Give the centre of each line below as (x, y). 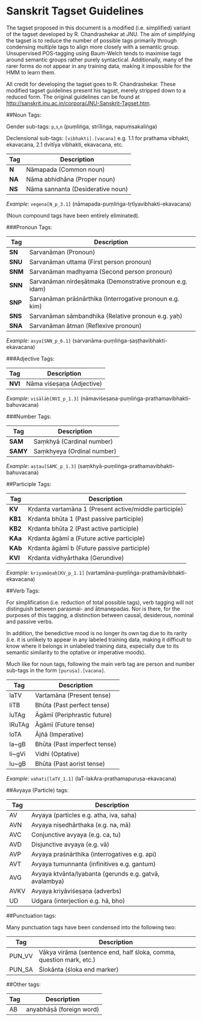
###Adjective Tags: (30, 358)
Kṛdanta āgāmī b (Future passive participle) (89, 548)
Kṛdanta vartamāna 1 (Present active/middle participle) (106, 509)
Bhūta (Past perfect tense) (72, 705)
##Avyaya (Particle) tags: (38, 790)
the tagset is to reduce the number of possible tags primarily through (92, 40)
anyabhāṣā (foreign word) (63, 1009)
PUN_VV (21, 955)
